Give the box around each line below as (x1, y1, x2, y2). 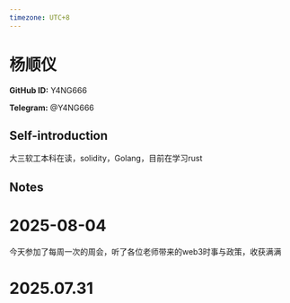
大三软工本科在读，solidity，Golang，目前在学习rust (9, 153, 203, 164)
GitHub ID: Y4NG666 (9, 84, 88, 95)
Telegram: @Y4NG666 (9, 102, 94, 113)
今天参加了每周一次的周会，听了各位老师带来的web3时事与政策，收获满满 (9, 246, 282, 256)
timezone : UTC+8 (9, 13, 70, 22)
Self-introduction (9, 127, 109, 143)
